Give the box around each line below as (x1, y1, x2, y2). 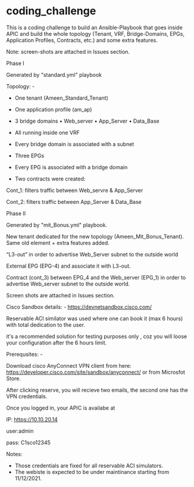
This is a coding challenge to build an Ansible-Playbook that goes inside (6, 24, 183, 31)
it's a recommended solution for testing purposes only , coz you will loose (6, 333, 187, 340)
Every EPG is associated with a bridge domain (14, 163, 128, 170)
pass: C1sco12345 (6, 439, 51, 446)
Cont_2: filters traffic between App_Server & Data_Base (6, 198, 142, 205)
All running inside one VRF (14, 129, 80, 136)
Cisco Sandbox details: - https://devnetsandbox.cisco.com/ (6, 303, 152, 311)
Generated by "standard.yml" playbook (6, 71, 102, 78)
